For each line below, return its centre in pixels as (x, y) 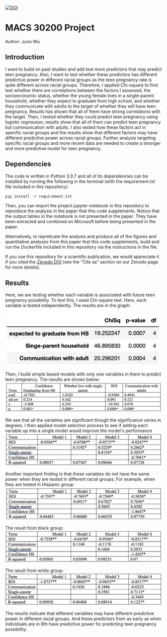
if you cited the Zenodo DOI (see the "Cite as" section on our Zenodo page (82, 262)
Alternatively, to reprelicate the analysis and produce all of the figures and (81, 237)
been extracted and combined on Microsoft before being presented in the (81, 222)
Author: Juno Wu (23, 41)
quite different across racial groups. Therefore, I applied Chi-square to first (82, 85)
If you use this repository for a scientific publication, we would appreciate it (82, 257)
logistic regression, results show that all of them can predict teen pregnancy (83, 122)
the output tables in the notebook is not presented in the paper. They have (81, 216)
